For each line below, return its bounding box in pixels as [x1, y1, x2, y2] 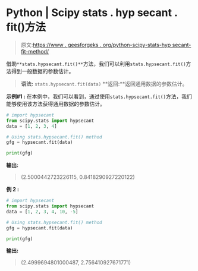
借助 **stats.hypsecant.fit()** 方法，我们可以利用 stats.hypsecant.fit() [6, 60, 186, 67]
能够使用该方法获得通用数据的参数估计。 [6, 100, 105, 107]
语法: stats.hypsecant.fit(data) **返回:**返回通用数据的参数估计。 [20, 80, 188, 87]
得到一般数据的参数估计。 [11, 67, 74, 74]
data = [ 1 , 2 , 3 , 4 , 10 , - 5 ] [6, 209, 78, 215]
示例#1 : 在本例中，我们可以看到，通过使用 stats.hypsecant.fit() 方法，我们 [6, 93, 192, 100]
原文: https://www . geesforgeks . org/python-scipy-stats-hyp [20, 41, 171, 48]
